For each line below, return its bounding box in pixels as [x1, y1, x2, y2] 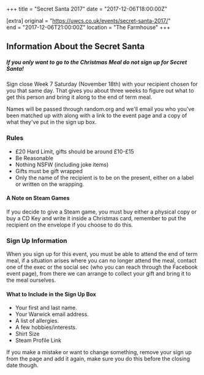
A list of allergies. [15, 317, 59, 325]
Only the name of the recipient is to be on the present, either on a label [15, 174, 194, 181]
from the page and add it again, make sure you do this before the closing [6, 355, 190, 363]
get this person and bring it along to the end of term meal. [6, 93, 153, 101]
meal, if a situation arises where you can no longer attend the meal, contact [6, 257, 197, 265]
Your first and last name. [15, 304, 78, 312]
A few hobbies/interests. [15, 323, 77, 331]
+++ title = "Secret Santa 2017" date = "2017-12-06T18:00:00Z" [6, 6, 167, 12]
